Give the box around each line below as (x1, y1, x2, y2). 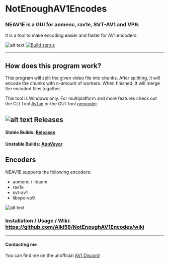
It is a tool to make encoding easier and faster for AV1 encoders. (5, 32, 138, 38)
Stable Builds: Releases (5, 129, 55, 136)
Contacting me (5, 241, 37, 247)
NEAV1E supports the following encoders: (5, 169, 92, 175)
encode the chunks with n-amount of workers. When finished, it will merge (5, 80, 160, 86)
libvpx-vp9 (12, 194, 35, 201)
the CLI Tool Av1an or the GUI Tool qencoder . (5, 101, 98, 107)
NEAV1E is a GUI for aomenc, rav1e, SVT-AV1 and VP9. (5, 21, 140, 28)
